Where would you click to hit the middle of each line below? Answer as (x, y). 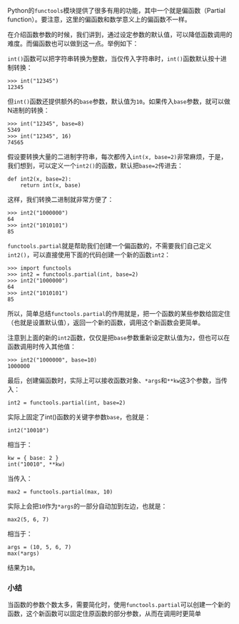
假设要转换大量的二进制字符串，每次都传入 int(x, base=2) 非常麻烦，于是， (117, 157)
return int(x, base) (51, 185)
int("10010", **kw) (36, 464)
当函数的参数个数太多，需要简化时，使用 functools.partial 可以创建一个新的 (119, 605)
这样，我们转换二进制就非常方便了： (61, 199)
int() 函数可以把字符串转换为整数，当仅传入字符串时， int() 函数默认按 (111, 58)
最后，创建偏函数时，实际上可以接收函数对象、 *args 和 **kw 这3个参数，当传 (118, 380)
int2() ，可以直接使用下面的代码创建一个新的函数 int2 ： (89, 255)
